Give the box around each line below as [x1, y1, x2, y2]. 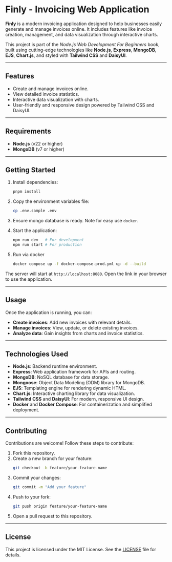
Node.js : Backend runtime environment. [12, 363, 97, 369]
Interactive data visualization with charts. [12, 96, 99, 102]
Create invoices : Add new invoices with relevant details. [12, 319, 132, 325]
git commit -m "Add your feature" [12, 485, 87, 490]
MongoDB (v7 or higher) [12, 146, 65, 152]
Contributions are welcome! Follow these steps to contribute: [5, 440, 134, 446]
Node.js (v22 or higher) [12, 140, 63, 147]
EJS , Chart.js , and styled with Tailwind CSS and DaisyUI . [5, 52, 127, 58]
